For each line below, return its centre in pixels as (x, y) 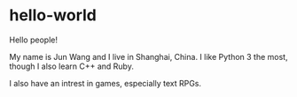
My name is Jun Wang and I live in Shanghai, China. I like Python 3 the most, (148, 56)
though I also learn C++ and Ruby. (72, 66)
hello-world (53, 15)
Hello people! (33, 40)
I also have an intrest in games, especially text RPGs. (106, 83)
